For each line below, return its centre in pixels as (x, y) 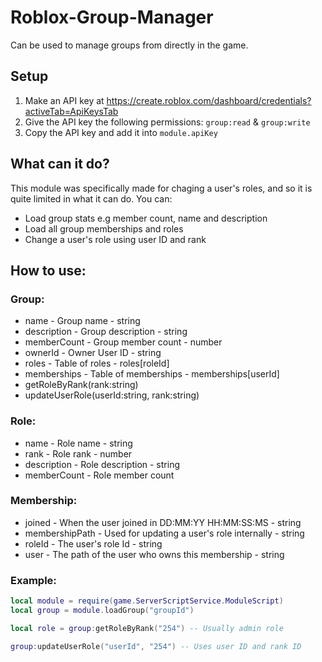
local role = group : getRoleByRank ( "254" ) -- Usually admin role (147, 628)
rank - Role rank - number (78, 453)
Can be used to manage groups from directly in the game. (129, 45)
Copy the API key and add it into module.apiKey (121, 132)
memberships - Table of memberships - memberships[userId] (152, 374)
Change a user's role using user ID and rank (115, 239)
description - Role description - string (102, 464)
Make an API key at (64, 100)
